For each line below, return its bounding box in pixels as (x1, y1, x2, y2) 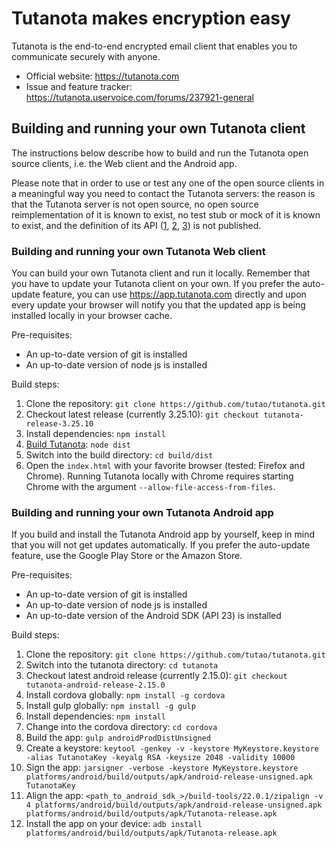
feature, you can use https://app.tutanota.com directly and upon (42, 288, 307, 301)
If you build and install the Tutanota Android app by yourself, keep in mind (11, 528, 316, 541)
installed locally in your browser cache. (11, 310, 173, 322)
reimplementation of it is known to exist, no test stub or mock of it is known (11, 208, 321, 221)
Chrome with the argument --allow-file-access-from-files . (25, 481, 276, 493)
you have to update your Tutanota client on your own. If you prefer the (11, 278, 301, 290)
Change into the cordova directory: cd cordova (25, 721, 218, 733)
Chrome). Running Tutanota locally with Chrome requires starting (25, 470, 294, 482)
